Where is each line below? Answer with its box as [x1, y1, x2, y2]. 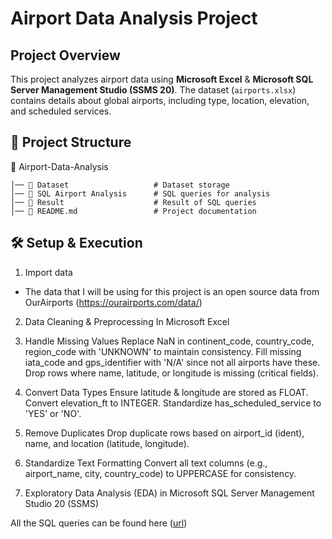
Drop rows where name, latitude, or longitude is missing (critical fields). [24, 367, 319, 379]
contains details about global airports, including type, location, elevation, [10, 95, 310, 106]
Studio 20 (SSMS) [24, 497, 100, 509]
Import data [24, 266, 73, 278]
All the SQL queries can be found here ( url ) [10, 517, 188, 529]
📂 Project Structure [10, 134, 132, 151]
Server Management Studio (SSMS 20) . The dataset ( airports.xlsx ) [10, 84, 297, 96]
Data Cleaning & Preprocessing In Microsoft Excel [24, 315, 230, 327]
